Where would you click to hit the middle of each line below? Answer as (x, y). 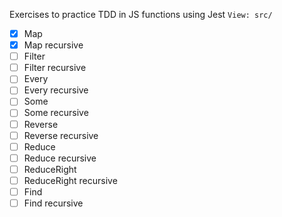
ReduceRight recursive (70, 180)
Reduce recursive (60, 158)
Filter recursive (55, 68)
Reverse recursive (61, 135)
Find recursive (53, 203)
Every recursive (56, 90)
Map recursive (53, 45)
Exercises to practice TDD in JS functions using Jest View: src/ (141, 14)
